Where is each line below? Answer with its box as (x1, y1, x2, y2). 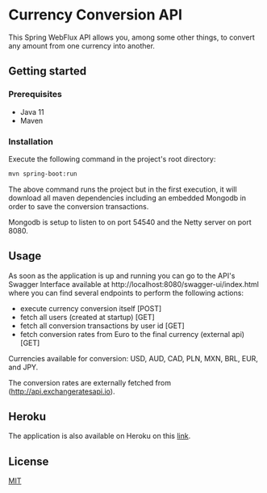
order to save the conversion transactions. (8, 201, 149, 211)
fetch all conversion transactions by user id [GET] (19, 321, 186, 331)
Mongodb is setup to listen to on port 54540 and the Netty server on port (8, 217, 252, 227)
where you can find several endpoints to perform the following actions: (8, 288, 244, 297)
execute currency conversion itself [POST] (19, 303, 162, 313)
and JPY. (8, 362, 39, 372)
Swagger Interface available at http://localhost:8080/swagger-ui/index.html (8, 279, 260, 289)
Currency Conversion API (8, 6, 183, 24)
